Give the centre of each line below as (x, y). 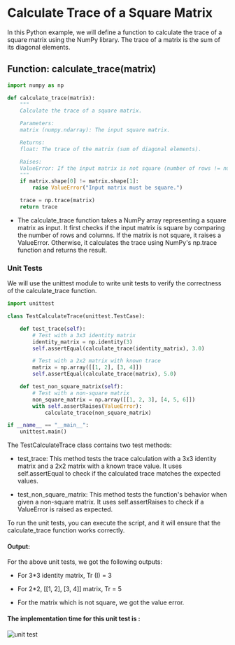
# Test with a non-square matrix (81, 393)
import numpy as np (36, 85)
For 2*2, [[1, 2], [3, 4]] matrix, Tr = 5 (70, 589)
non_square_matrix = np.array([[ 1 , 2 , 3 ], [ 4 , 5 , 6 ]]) (114, 399)
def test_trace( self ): (53, 329)
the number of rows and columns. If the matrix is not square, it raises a (119, 235)
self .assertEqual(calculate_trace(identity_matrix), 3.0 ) (119, 348)
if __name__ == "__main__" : (48, 425)
